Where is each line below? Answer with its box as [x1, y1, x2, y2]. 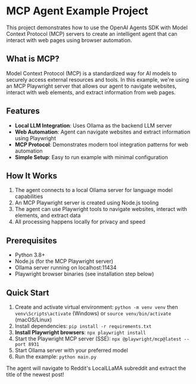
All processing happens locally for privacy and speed [14, 218, 146, 225]
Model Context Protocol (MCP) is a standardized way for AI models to [6, 70, 177, 77]
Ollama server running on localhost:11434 [14, 264, 117, 271]
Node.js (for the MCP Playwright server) [14, 258, 114, 265]
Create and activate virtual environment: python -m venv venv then [14, 304, 178, 311]
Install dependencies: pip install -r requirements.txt [14, 323, 152, 329]
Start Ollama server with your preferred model [14, 347, 128, 354]
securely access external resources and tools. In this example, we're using [6, 76, 189, 83]
